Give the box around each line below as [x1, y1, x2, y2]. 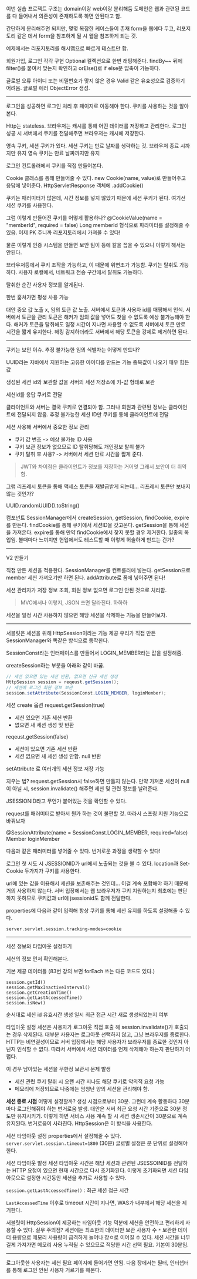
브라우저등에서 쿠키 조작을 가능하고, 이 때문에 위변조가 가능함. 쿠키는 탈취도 [6, 261, 178, 268]
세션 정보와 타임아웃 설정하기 [6, 943, 72, 950]
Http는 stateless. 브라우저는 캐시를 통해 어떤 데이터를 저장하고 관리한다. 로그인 [6, 122, 186, 129]
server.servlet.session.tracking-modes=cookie [6, 926, 122, 932]
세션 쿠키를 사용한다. [6, 202, 53, 209]
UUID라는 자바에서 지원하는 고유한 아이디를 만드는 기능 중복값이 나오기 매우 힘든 [6, 359, 189, 366]
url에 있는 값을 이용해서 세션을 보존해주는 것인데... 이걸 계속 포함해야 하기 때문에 [6, 880, 189, 887]
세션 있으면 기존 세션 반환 [14, 714, 73, 721]
